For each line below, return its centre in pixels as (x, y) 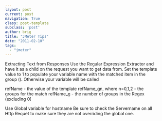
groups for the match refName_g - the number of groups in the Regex (75, 94)
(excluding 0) (18, 99)
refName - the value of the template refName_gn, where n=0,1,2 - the (74, 89)
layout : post (18, 9)
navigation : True (23, 18)
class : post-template (27, 23)
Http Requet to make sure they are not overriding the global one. (70, 113)
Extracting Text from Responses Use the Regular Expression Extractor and (80, 64)
